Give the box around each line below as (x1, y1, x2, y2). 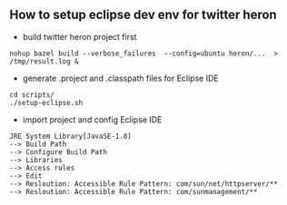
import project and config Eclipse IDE (22, 113, 163, 125)
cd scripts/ (9, 90, 54, 99)
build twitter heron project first (22, 31, 137, 42)
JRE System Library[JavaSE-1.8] (9, 132, 132, 141)
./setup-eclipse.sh (9, 98, 84, 107)
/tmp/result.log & (9, 56, 79, 66)
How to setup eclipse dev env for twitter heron (9, 7, 277, 23)
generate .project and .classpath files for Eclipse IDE (22, 73, 220, 83)
